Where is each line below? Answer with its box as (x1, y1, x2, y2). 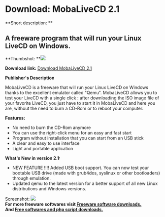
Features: (5, 115, 26, 121)
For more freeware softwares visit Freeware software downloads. (5, 201, 142, 207)
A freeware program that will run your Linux (5, 34, 142, 43)
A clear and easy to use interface (12, 140, 80, 146)
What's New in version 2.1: (5, 155, 61, 161)
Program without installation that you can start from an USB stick (12, 135, 144, 141)
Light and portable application (12, 145, 73, 151)
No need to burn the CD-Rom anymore (12, 125, 91, 130)
